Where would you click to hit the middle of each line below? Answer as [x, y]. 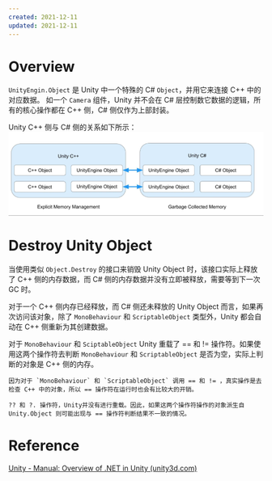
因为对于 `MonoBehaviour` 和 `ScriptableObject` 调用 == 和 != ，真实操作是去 [135, 381]
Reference [44, 446]
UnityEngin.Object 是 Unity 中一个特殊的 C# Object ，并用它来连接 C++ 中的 [135, 90]
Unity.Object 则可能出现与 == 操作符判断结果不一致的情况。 [100, 414]
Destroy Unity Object [80, 246]
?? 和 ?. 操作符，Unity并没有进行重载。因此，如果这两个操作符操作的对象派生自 [127, 405]
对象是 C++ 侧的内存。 [60, 365]
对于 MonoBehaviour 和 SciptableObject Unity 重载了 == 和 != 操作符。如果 [131, 344]
